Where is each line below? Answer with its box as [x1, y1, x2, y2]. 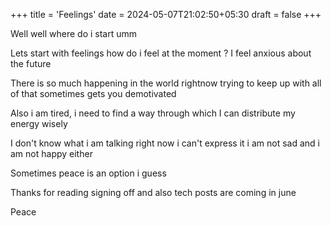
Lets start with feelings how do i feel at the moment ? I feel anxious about [10, 47, 312, 59]
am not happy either [10, 148, 93, 159]
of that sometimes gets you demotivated [10, 88, 177, 99]
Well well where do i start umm [10, 28, 138, 39]
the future [10, 58, 52, 69]
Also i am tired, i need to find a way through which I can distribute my [10, 107, 296, 119]
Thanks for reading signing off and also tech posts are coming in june [10, 187, 297, 198]
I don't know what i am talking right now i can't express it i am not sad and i [10, 137, 320, 149]
